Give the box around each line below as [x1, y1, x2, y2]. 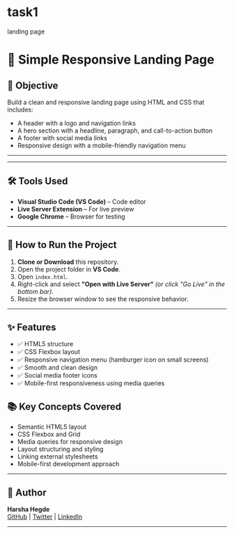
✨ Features [7, 321, 56, 333]
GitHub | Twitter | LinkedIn [7, 512, 82, 521]
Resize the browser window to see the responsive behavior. [17, 295, 189, 303]
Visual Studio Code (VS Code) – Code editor [17, 197, 146, 206]
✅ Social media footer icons [17, 371, 97, 380]
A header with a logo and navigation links [17, 119, 136, 127]
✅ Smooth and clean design [17, 364, 98, 372]
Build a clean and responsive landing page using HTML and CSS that [7, 98, 205, 106]
